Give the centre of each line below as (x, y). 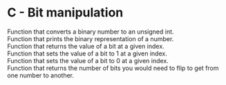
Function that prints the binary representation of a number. (91, 38)
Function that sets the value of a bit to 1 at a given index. (87, 53)
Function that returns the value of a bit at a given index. (86, 46)
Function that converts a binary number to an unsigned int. (91, 32)
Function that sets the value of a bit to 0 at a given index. (88, 60)
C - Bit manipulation (65, 13)
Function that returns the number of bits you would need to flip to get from (113, 68)
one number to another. (41, 75)
